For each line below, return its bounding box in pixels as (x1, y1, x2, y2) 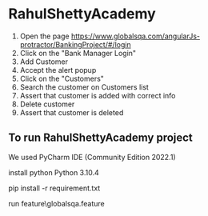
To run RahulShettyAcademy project (8, 131, 194, 145)
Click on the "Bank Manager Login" (19, 48, 137, 58)
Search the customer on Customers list (19, 82, 150, 92)
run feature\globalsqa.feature (8, 198, 106, 208)
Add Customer (19, 57, 68, 66)
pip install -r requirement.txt (8, 183, 101, 193)
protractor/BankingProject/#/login (19, 39, 131, 49)
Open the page (19, 31, 70, 41)
